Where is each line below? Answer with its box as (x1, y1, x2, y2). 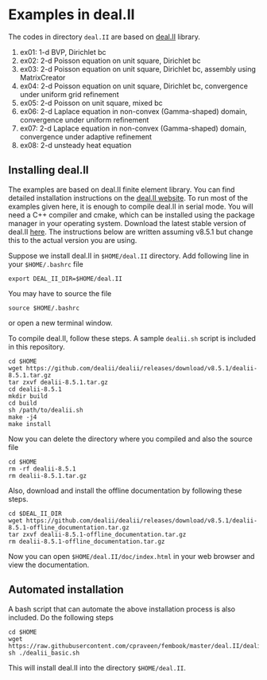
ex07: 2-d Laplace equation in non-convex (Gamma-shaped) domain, (19, 123, 247, 133)
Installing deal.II (8, 163, 89, 177)
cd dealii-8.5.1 (8, 385, 62, 393)
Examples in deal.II (8, 6, 135, 24)
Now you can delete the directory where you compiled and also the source (8, 434, 253, 444)
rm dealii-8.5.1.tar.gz (8, 471, 87, 479)
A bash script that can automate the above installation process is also (8, 604, 236, 614)
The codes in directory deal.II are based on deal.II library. (8, 32, 200, 41)
